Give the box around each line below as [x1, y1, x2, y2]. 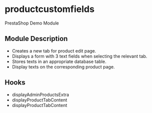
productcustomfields [5, 3, 95, 15]
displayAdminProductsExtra [12, 91, 69, 97]
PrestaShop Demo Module [5, 20, 59, 26]
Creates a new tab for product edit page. [12, 47, 96, 53]
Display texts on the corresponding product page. [12, 63, 115, 69]
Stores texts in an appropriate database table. [12, 58, 106, 64]
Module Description [5, 34, 68, 43]
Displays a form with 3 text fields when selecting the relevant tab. [12, 53, 147, 59]
